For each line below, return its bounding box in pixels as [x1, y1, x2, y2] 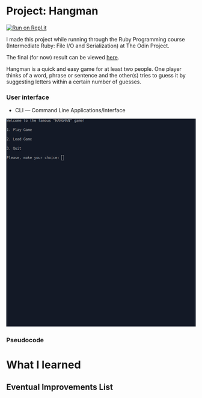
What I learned [6, 358, 81, 372]
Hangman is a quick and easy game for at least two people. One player [6, 65, 182, 73]
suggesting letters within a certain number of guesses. [6, 78, 142, 85]
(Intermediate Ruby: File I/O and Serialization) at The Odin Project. [6, 42, 170, 49]
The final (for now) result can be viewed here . [6, 53, 120, 61]
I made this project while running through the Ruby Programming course [6, 35, 185, 43]
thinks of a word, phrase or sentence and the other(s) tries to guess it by [6, 71, 186, 79]
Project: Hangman [6, 4, 99, 18]
